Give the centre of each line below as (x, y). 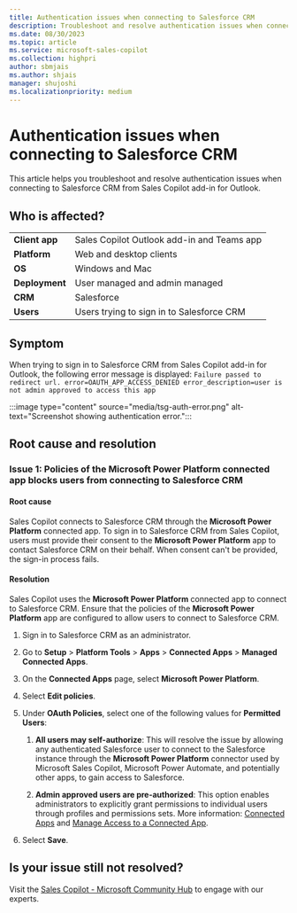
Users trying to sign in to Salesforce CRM (160, 312)
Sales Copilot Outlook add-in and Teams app (168, 240)
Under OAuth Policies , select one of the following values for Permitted (151, 713)
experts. (24, 898)
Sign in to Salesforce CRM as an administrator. (107, 635)
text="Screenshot (41, 417)
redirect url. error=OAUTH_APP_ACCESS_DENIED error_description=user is (146, 383)
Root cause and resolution (83, 444)
